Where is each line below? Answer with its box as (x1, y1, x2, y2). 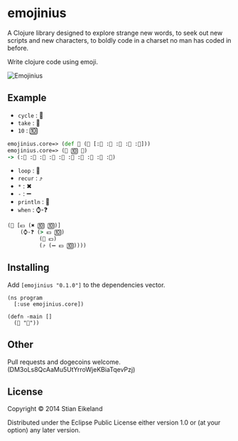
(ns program (7, 294, 43, 301)
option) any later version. (7, 426, 80, 435)
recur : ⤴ (17, 174, 43, 182)
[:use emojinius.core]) (13, 301, 84, 308)
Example (7, 92, 47, 104)
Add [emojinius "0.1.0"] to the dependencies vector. (7, 280, 166, 289)
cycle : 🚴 (17, 110, 44, 119)
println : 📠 (17, 197, 50, 206)
